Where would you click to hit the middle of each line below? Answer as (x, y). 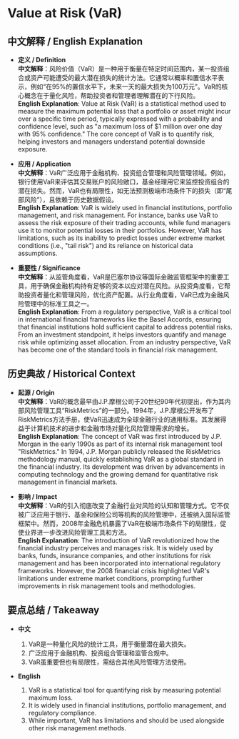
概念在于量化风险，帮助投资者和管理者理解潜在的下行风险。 (112, 95)
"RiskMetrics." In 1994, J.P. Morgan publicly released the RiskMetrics (119, 451)
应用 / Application (44, 164)
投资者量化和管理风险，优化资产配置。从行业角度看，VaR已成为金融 (123, 295)
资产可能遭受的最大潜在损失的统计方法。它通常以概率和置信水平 (124, 78)
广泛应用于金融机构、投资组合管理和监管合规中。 (100, 653)
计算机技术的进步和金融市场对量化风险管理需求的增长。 (112, 428)
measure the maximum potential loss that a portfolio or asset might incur (124, 111)
